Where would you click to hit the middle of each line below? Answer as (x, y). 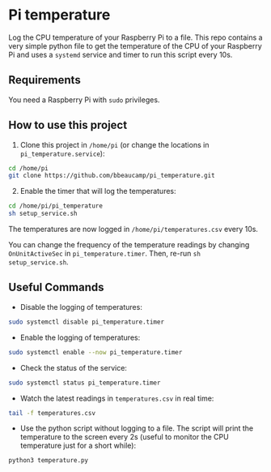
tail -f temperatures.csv (52, 413)
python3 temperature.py (49, 461)
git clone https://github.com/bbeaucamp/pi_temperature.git (112, 176)
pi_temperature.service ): (62, 153)
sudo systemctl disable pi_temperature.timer (86, 322)
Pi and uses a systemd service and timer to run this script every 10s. (121, 54)
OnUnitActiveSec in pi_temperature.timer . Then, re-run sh (104, 254)
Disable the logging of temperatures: (81, 307)
